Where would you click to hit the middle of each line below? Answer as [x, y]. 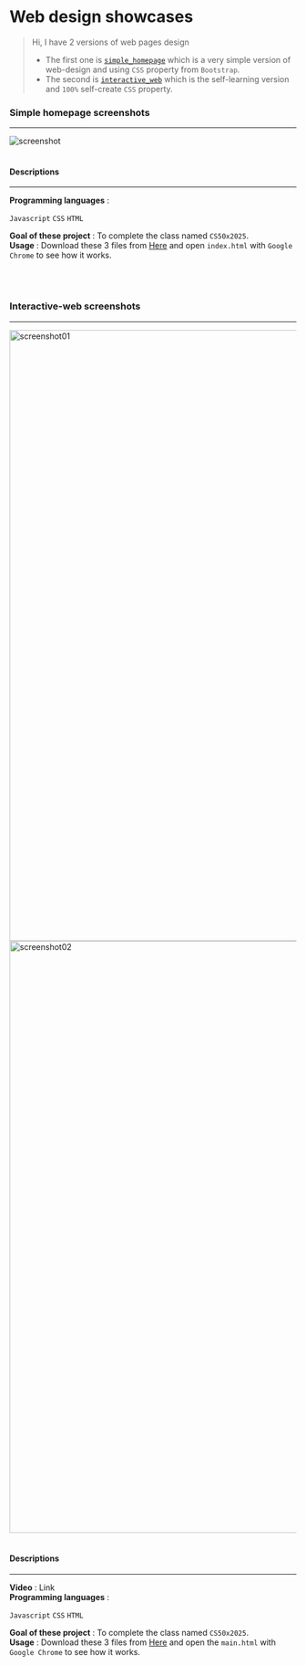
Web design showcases [102, 17]
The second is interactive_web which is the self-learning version [167, 79]
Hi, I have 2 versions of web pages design [110, 42]
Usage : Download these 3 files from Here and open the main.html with [143, 1642]
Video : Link [32, 1587]
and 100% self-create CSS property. [109, 89]
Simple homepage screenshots [80, 112]
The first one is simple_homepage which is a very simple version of [168, 59]
